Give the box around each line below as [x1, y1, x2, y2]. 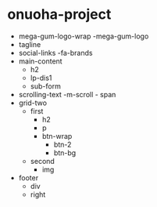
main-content [18, 56, 63, 66]
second [30, 156, 55, 165]
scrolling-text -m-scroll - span [18, 89, 116, 99]
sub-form [30, 81, 62, 91]
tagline [18, 39, 41, 49]
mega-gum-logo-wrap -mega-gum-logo [18, 31, 149, 41]
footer [18, 172, 39, 182]
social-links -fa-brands [18, 48, 93, 57]
